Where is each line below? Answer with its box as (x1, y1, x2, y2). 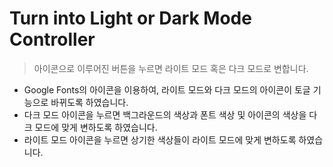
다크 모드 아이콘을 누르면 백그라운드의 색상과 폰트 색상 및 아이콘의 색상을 (23, 108, 307, 121)
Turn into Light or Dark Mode (9, 7, 252, 30)
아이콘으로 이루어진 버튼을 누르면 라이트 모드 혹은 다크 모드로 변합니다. (33, 62, 309, 74)
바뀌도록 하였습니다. (50, 96, 129, 108)
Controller (9, 28, 96, 51)
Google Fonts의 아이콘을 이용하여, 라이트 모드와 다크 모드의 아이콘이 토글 (23, 83, 311, 96)
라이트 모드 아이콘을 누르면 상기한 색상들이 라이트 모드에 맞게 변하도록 (23, 133, 297, 146)
